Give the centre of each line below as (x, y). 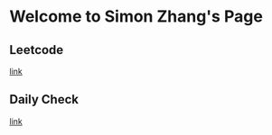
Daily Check (44, 99)
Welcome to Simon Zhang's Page (136, 17)
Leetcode (37, 50)
